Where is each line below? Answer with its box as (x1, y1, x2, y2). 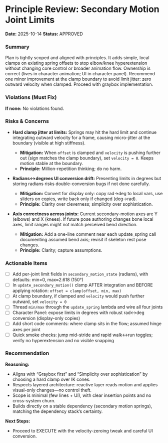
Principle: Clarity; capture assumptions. (19, 247, 102, 253)
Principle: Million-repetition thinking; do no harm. (19, 166, 122, 172)
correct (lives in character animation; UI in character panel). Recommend (5, 71, 155, 77)
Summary (5, 43, 30, 50)
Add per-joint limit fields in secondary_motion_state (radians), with (12, 271, 148, 277)
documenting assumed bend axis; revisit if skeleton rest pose (19, 236, 146, 242)
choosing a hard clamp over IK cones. (12, 376, 91, 382)
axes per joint (12, 326, 41, 332)
